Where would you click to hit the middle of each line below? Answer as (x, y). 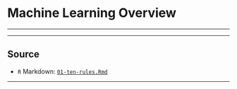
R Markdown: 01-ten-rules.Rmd (62, 71)
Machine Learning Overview (92, 13)
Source (24, 54)
